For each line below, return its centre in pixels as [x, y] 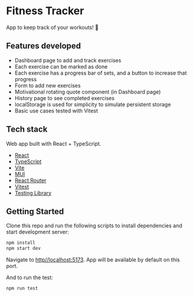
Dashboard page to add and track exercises [68, 60]
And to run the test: [30, 277]
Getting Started [35, 211]
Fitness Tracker [45, 11]
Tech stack [27, 130]
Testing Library [33, 193]
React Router [30, 180]
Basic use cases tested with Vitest [56, 110]
